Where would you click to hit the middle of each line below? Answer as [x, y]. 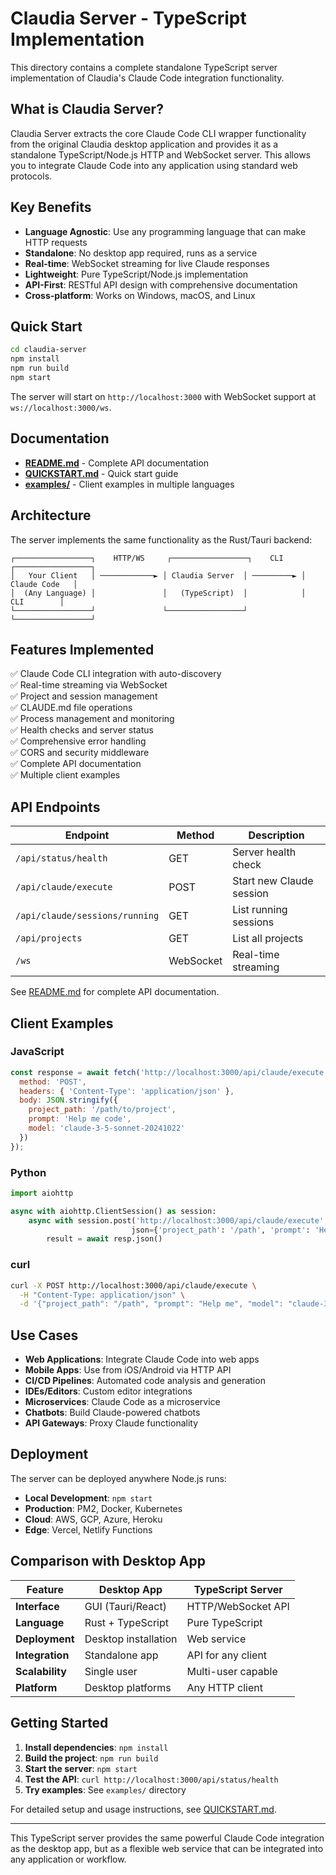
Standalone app [121, 1655]
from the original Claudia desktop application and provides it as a [144, 144]
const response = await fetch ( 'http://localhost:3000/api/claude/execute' [169, 1072]
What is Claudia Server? [87, 109]
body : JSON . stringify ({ [68, 1100]
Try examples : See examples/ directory [105, 1789]
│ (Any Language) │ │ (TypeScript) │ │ [158, 593]
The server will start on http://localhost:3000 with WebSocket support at [163, 396]
